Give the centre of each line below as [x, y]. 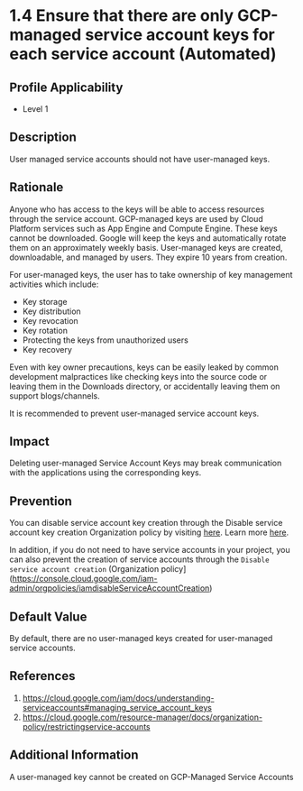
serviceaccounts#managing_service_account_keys [117, 707]
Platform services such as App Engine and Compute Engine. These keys [143, 228]
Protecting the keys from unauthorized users [106, 340]
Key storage [45, 301]
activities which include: [54, 284]
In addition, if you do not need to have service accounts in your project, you [150, 550]
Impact [29, 441]
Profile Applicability [66, 87]
